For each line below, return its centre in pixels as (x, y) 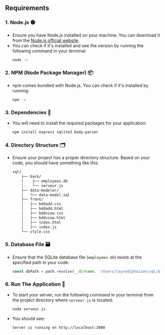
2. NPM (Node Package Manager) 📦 (49, 73)
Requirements (27, 8)
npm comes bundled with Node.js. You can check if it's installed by (80, 85)
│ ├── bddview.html (43, 218)
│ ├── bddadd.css (41, 204)
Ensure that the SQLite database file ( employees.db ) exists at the (77, 257)
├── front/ (33, 199)
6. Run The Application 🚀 (35, 284)
